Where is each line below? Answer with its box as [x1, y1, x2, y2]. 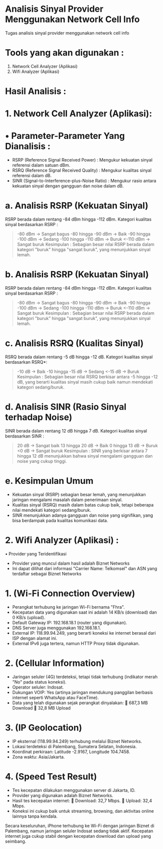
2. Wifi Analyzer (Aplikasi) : [5, 535, 119, 546]
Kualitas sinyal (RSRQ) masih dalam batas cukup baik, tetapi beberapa [12, 502, 154, 507]
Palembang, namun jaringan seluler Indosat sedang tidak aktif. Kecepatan [5, 828, 153, 834]
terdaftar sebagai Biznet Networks [12, 571, 82, 576]
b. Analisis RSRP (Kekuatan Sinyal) [5, 269, 149, 280]
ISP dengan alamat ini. [12, 635, 57, 641]
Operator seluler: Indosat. [12, 684, 64, 690]
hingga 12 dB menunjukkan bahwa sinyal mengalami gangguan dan [17, 453, 153, 459]
